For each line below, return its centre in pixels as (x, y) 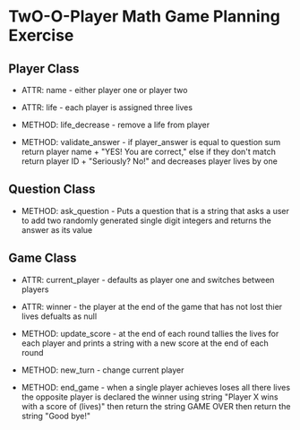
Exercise (41, 35)
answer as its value (57, 229)
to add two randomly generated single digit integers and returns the (146, 220)
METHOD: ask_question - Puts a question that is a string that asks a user (155, 211)
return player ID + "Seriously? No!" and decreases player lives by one (150, 161)
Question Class (52, 189)
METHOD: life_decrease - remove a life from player (116, 125)
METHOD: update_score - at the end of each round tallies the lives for (150, 333)
